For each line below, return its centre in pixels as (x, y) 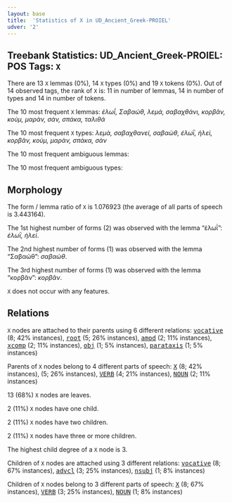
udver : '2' (23, 27)
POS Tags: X (34, 66)
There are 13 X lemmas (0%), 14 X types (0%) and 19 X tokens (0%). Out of (115, 83)
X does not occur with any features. (59, 291)
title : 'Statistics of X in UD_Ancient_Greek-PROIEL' (89, 20)
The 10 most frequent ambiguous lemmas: (68, 154)
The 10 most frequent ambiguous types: (65, 168)
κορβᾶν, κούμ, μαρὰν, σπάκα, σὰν (57, 141)
